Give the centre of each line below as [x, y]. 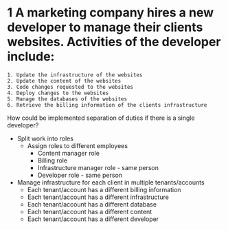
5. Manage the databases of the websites [67, 99]
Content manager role [68, 153]
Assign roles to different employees [78, 145]
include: [31, 57]
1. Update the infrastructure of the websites [75, 75]
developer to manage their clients [105, 27]
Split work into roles [45, 138]
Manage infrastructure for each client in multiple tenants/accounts [111, 182]
